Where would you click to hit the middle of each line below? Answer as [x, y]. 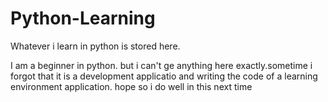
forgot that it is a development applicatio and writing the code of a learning [164, 76]
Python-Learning [83, 18]
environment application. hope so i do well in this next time [131, 86]
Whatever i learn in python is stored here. [95, 46]
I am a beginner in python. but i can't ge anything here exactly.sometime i [161, 65]
